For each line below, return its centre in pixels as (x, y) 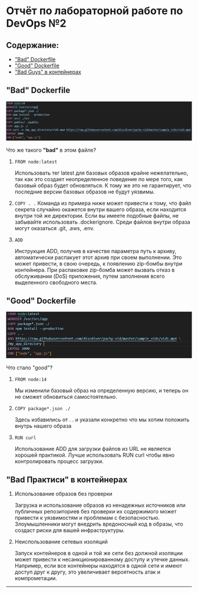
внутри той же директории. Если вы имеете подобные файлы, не (96, 215)
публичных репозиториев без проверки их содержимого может (95, 512)
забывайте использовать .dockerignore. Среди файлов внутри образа (102, 222)
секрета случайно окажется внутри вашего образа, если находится (100, 209)
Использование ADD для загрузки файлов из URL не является (93, 448)
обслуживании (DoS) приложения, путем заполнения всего (90, 276)
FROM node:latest (36, 162)
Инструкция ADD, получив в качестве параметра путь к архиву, (95, 251)
